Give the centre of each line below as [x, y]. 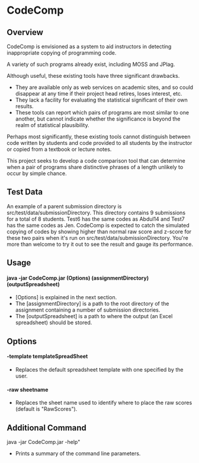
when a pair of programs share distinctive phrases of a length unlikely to [95, 167]
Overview [25, 32]
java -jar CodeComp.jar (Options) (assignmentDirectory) [78, 278]
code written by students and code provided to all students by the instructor [99, 143]
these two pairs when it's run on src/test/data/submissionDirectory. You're [97, 237]
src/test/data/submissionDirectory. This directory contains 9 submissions [96, 213]
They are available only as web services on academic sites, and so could [104, 87]
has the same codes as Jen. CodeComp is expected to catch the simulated [98, 225]
